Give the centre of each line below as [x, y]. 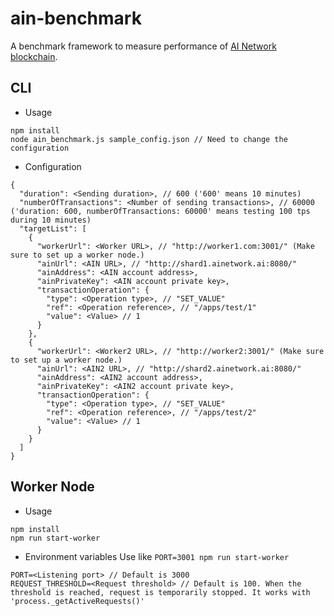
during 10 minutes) [51, 220]
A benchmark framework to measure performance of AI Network [143, 46]
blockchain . [34, 56]
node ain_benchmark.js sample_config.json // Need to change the [149, 139]
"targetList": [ [53, 228]
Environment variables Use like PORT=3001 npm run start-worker [157, 556]
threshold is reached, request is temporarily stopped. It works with [160, 592]
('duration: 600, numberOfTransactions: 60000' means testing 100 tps [160, 211]
